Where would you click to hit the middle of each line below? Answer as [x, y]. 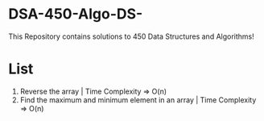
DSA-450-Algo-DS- [76, 14]
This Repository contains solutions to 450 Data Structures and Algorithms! [132, 36]
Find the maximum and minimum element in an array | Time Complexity [138, 100]
